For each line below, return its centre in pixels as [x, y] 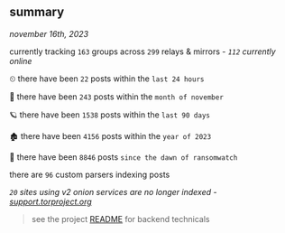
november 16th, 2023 [49, 33]
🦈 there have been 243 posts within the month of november [116, 97]
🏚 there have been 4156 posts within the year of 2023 [110, 135]
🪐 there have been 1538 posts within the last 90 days [110, 115]
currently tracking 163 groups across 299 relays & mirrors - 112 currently [143, 51]
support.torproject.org [51, 201]
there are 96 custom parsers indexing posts [90, 174]
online [21, 61]
